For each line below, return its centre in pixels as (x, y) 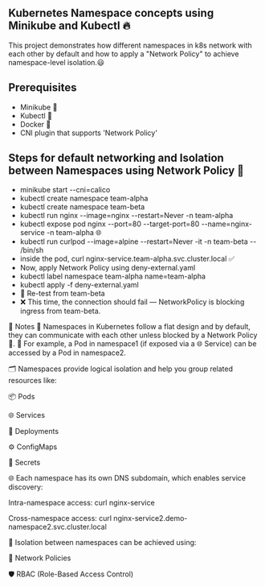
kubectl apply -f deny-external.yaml (79, 285)
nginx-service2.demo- (151, 518)
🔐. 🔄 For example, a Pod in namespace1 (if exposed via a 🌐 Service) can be (132, 344)
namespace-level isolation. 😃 (57, 62)
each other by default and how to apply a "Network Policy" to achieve (124, 54)
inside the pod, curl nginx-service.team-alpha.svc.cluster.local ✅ (127, 259)
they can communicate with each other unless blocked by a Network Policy (133, 335)
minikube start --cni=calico (65, 190)
